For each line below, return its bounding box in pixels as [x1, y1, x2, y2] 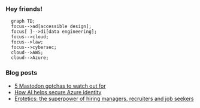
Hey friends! [5, 5, 43, 13]
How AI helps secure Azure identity [14, 88, 102, 95]
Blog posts [5, 69, 38, 77]
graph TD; [11, 18, 35, 24]
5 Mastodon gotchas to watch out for [14, 82, 106, 90]
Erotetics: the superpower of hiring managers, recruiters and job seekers [14, 95, 194, 102]
